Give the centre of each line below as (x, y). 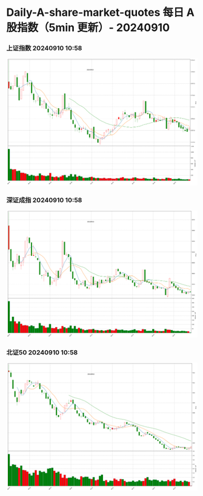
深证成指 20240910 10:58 (44, 200)
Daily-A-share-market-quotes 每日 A (101, 12)
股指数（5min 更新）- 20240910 (88, 28)
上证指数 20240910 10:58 (44, 48)
